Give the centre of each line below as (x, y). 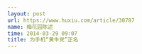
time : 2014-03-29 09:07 (43, 33)
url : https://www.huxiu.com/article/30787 (71, 20)
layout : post (27, 14)
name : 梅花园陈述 (30, 27)
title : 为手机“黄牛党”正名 (43, 40)
